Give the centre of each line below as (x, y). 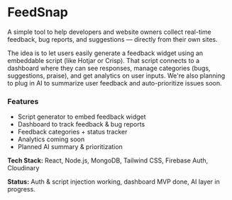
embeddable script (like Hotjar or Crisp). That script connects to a (104, 60)
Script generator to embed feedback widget (82, 117)
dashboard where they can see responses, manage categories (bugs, (109, 68)
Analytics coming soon (51, 139)
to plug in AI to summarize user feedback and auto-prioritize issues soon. (115, 83)
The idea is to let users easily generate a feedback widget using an (105, 53)
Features (23, 101)
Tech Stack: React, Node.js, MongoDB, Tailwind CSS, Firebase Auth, (108, 160)
